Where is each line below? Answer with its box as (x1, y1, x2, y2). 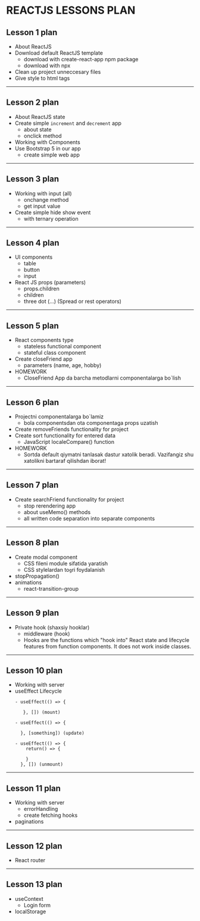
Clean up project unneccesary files (14, 68, 101, 75)
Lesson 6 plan (6, 397, 60, 408)
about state (23, 126, 52, 133)
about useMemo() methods (23, 508, 91, 515)
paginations (14, 818, 44, 825)
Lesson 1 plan (6, 27, 58, 37)
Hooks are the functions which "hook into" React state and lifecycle (23, 636, 189, 643)
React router (14, 856, 46, 863)
